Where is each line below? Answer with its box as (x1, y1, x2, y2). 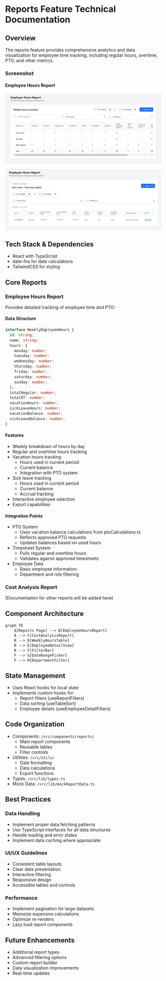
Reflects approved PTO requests (19, 534, 87, 540)
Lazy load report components (12, 921, 73, 927)
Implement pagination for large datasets (12, 906, 94, 912)
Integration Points (5, 513, 43, 519)
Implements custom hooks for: (12, 690, 75, 696)
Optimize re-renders (12, 916, 54, 922)
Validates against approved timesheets (19, 555, 99, 562)
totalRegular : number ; (9, 390, 56, 395)
